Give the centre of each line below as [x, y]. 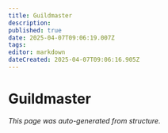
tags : [17, 45]
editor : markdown [37, 52]
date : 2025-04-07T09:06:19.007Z [61, 38]
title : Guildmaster [40, 15]
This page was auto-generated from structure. [84, 120]
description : [30, 23]
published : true [35, 30]
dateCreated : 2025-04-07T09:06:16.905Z [74, 60]
